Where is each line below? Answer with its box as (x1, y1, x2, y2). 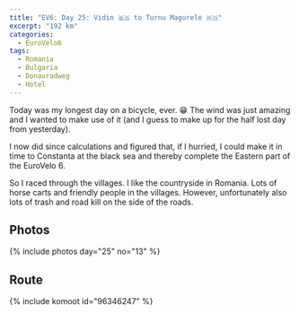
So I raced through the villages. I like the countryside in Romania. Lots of (9, 177, 277, 188)
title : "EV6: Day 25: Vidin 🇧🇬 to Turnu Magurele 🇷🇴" (9, 13, 223, 22)
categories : (9, 30, 54, 39)
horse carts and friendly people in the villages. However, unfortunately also (9, 187, 287, 197)
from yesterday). (9, 123, 71, 135)
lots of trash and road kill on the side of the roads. (9, 196, 194, 207)
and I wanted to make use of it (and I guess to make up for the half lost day (9, 114, 286, 125)
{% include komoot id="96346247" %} (9, 296, 154, 307)
